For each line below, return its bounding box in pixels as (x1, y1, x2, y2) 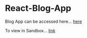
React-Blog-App (5, 3, 71, 14)
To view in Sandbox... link (5, 28, 56, 33)
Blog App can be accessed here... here (5, 19, 82, 24)
